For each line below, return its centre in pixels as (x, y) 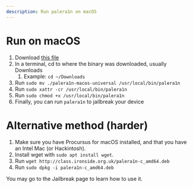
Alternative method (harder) (77, 125)
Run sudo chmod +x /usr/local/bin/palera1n (69, 95)
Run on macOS (43, 41)
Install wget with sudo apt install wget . (64, 154)
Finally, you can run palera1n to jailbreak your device (79, 101)
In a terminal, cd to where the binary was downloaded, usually (91, 63)
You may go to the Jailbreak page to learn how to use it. (75, 179)
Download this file (37, 58)
